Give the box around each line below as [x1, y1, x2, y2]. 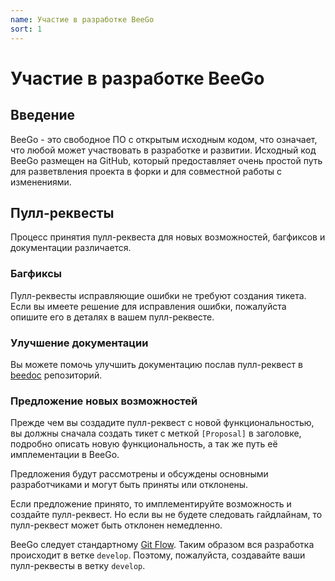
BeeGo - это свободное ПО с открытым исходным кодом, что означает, [10, 133, 318, 145]
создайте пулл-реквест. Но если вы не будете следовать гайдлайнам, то [10, 509, 323, 521]
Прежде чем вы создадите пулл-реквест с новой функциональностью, [10, 417, 315, 429]
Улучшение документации [10, 336, 149, 350]
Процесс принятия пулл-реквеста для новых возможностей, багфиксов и [10, 231, 326, 243]
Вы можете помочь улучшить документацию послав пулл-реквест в [10, 358, 303, 370]
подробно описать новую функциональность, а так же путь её [10, 438, 278, 450]
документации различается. [10, 242, 132, 254]
